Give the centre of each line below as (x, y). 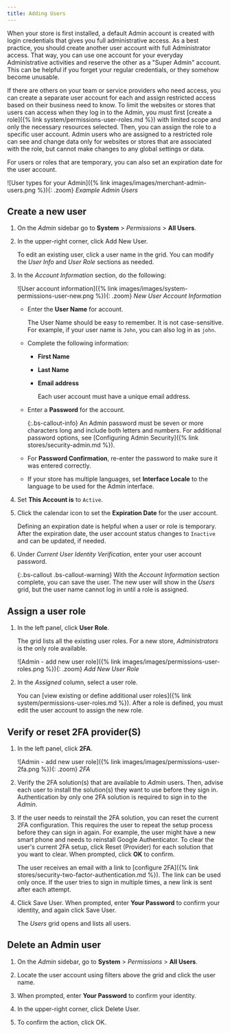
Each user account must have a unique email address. (114, 397)
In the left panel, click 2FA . (55, 749)
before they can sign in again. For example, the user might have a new (116, 832)
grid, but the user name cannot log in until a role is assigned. (103, 589)
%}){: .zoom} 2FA (66, 769)
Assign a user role (47, 611)
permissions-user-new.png (55, 296)
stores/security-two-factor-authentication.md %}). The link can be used (119, 875)
